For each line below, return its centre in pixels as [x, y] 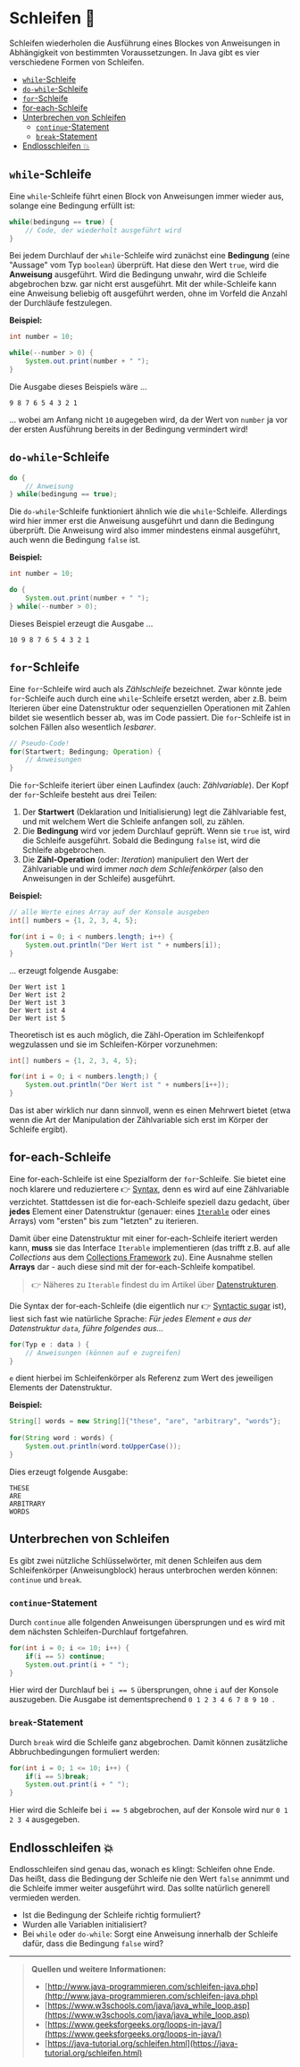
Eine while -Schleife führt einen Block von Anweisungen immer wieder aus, [146, 196]
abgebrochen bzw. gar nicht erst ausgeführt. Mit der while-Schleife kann [143, 284]
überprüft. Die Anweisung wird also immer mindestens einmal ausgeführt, [145, 530]
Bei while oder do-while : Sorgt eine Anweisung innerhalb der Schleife [150, 1934]
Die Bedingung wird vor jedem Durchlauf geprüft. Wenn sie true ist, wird [156, 831]
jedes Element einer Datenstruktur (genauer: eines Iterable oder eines [140, 1211]
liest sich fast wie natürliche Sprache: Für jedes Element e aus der [130, 1319]
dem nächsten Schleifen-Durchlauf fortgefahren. [99, 1632]
